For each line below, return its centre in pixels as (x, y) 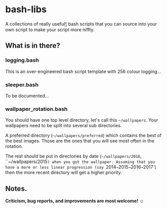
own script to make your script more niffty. (50, 30)
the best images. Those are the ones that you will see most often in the (80, 141)
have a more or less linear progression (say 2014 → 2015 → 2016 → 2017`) (81, 167)
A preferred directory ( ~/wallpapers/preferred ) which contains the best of (83, 135)
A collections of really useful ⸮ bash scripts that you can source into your (81, 24)
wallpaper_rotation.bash (37, 109)
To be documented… (27, 96)
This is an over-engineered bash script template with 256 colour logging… (83, 71)
